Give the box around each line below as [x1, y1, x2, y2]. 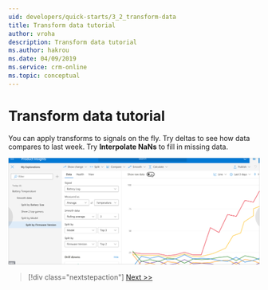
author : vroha [8, 29, 56, 37]
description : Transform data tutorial [8, 38, 137, 46]
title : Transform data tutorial [8, 21, 116, 29]
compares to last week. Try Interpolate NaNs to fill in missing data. [8, 142, 229, 151]
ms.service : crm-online [8, 64, 88, 72]
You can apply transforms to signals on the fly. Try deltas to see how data [8, 133, 250, 143]
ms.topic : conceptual [8, 72, 81, 80]
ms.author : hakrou [8, 46, 69, 55]
